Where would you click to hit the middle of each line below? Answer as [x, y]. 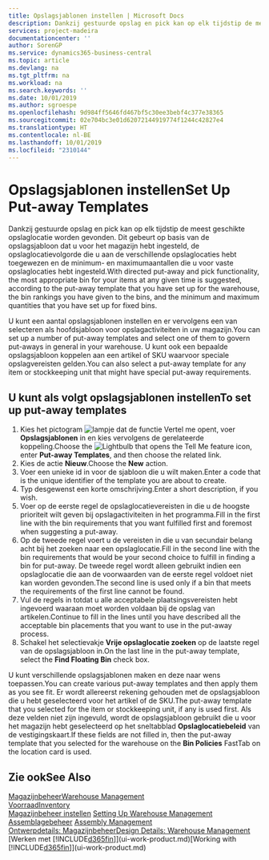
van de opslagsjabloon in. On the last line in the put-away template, [130, 651]
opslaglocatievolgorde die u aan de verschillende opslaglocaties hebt [122, 254]
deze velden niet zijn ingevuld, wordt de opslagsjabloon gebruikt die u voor [132, 718]
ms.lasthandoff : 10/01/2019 [55, 142]
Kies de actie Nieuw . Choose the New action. [94, 464]
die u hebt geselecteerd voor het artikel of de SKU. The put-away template [130, 701]
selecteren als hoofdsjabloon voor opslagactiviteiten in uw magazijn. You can [134, 330]
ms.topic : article [39, 61]
